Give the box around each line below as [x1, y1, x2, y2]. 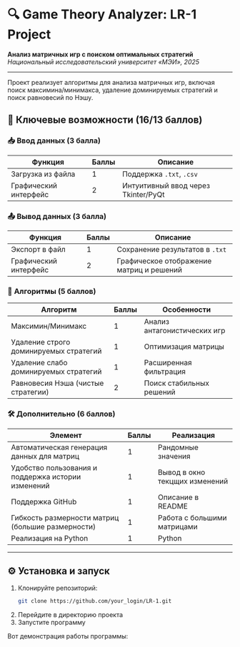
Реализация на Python [11, 533, 89, 543]
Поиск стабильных [144, 378, 209, 388]
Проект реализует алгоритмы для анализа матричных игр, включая [7, 78, 216, 86]
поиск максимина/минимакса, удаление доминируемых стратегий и [7, 86, 218, 94]
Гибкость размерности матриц [11, 512, 119, 522]
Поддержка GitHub [11, 496, 77, 506]
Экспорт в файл [11, 244, 66, 254]
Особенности [161, 305, 211, 315]
